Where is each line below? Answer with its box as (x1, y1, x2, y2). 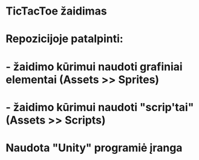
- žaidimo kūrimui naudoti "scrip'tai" (5, 100, 194, 114)
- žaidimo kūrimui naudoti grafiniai (5, 59, 183, 73)
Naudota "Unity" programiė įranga (5, 141, 183, 155)
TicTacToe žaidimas (5, 4, 107, 18)
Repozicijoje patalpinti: (5, 32, 123, 46)
